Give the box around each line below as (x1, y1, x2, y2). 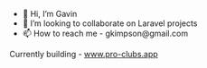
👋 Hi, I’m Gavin (22, 9, 78, 19)
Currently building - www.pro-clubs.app (9, 49, 158, 59)
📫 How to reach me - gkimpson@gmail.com (22, 28, 188, 38)
